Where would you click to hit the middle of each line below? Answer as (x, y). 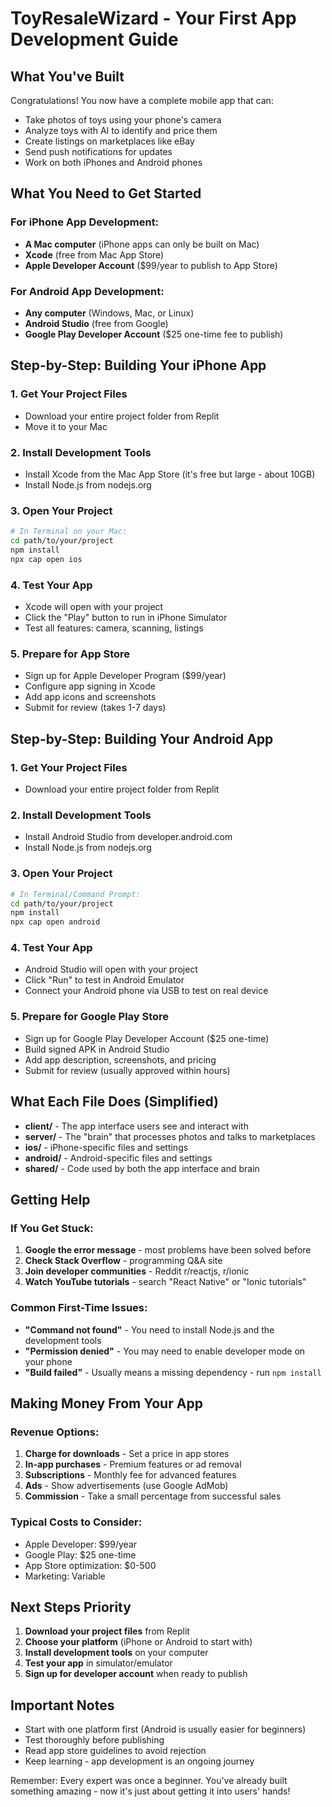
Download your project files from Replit (107, 1631)
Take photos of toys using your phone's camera (123, 120)
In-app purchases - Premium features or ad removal (133, 1464)
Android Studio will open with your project (111, 969)
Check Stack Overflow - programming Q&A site (123, 1261)
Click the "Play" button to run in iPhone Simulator (126, 618)
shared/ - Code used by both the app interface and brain (142, 1168)
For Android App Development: (87, 291)
